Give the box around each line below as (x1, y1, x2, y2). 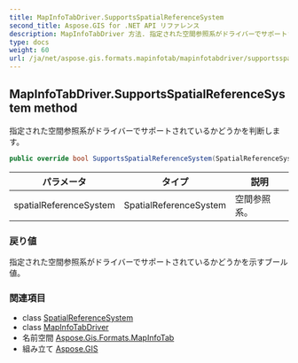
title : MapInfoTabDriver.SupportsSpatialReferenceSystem (9, 12, 224, 22)
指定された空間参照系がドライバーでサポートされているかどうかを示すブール (9, 256, 288, 266)
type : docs (9, 37, 50, 47)
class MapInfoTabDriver (21, 322, 109, 333)
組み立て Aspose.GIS (21, 344, 98, 354)
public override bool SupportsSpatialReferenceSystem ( (9, 154, 216, 163)
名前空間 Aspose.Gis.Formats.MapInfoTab (21, 333, 175, 344)
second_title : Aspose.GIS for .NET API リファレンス (9, 21, 200, 30)
